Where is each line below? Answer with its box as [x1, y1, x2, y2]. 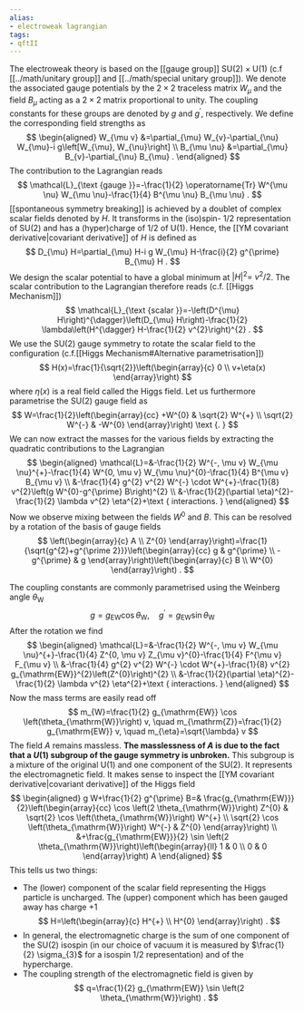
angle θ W [9, 591, 44, 604]
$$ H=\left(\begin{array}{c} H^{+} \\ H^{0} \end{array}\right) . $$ [37, 916, 281, 927]
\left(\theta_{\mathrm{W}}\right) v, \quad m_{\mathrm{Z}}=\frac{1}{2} [23, 716, 282, 727]
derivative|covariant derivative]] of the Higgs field [9, 779, 196, 790]
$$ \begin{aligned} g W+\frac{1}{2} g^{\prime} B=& [10, 793, 202, 803]
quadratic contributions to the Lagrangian [9, 443, 165, 454]
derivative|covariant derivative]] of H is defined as [9, 232, 197, 243]
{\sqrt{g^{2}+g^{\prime [24, 545, 111, 556]
